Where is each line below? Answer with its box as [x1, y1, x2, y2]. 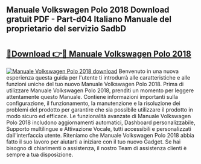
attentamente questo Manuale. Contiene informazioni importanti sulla [6, 93, 178, 100]
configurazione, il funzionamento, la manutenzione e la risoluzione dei [6, 99, 180, 107]
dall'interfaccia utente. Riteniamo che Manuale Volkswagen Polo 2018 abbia [6, 132, 194, 139]
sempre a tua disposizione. [6, 151, 74, 158]
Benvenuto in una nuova [118, 68, 179, 75]
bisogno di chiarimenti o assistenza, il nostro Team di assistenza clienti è [6, 145, 187, 151]
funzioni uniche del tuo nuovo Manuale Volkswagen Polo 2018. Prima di [6, 81, 184, 87]
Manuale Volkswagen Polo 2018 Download [6, 5, 170, 15]
